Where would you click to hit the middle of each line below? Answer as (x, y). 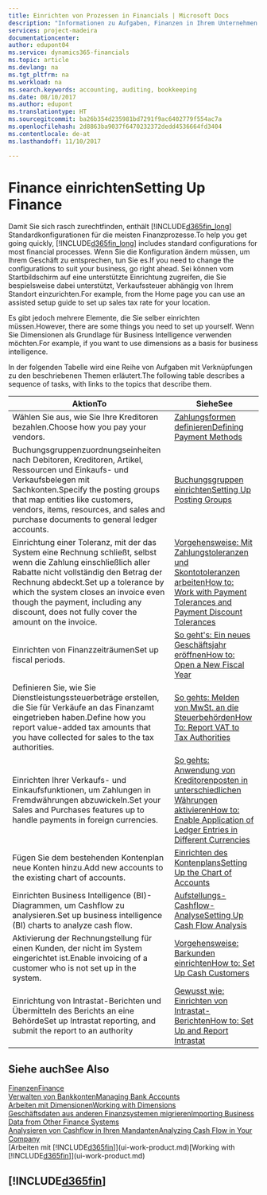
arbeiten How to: (204, 582)
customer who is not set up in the (74, 968)
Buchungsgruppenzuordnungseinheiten (87, 450)
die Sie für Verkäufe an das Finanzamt (83, 707)
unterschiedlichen (208, 790)
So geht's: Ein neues (213, 635)
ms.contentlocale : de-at (49, 134)
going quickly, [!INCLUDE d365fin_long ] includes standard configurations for (133, 243)
